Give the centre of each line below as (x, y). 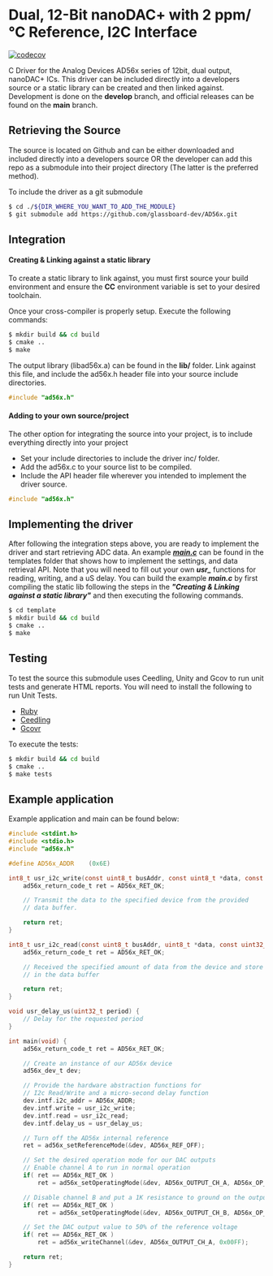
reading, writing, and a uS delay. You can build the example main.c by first (133, 578)
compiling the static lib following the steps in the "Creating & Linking (124, 587)
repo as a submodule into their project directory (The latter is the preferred (133, 167)
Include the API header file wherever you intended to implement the (133, 475)
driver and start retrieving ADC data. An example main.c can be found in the (136, 552)
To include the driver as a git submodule (76, 192)
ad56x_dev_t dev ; (52, 1071)
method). (24, 175)
